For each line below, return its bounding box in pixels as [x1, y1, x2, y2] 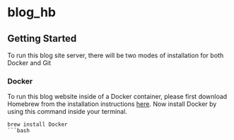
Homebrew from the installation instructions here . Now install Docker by [7, 100, 217, 108]
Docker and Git [7, 59, 52, 67]
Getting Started [7, 33, 77, 45]
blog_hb [7, 4, 57, 21]
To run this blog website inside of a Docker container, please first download [7, 93, 228, 101]
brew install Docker [7, 121, 69, 128]
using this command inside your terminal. [7, 107, 127, 116]
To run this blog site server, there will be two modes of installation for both [7, 51, 224, 59]
